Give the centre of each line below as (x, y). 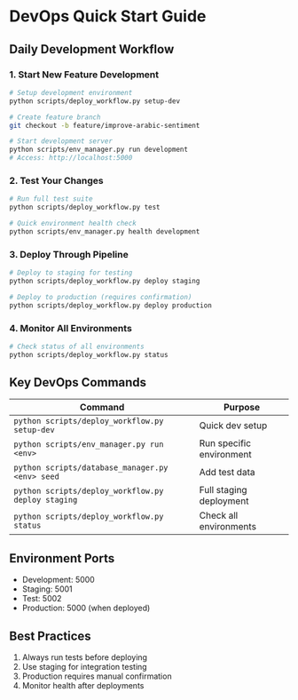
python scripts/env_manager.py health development (105, 231)
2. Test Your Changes (56, 180)
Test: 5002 (42, 599)
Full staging (223, 490)
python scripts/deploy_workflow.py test (85, 207)
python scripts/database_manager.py (91, 468)
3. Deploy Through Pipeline (69, 254)
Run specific (225, 443)
